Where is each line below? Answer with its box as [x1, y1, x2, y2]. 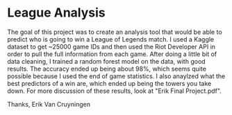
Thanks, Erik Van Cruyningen [7, 100, 90, 108]
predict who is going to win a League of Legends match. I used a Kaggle [7, 35, 215, 43]
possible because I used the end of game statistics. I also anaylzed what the [7, 71, 226, 80]
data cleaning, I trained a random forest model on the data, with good [7, 57, 206, 65]
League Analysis [7, 5, 106, 21]
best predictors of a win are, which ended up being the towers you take [7, 79, 212, 87]
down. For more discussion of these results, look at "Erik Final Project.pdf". [7, 87, 222, 95]
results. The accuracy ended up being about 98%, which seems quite [7, 64, 207, 73]
